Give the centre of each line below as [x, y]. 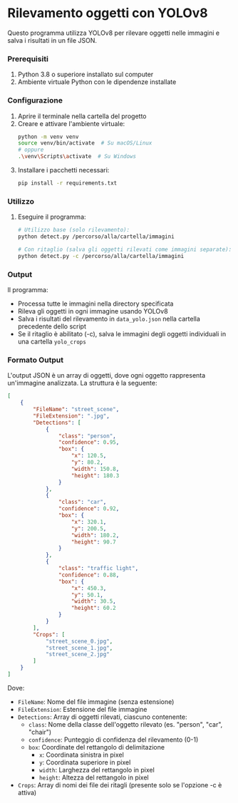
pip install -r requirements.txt [67, 183]
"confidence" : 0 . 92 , [89, 509]
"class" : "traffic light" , [98, 569]
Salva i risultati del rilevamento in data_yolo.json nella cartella [109, 319]
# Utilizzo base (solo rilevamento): [74, 230]
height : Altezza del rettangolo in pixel [94, 777]
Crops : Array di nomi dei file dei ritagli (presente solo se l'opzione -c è [120, 784]
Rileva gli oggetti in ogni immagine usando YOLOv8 [93, 311]
